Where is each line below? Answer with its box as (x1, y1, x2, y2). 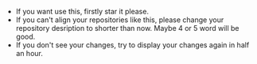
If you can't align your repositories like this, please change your (15, 15, 224, 24)
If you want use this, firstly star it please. (15, 7, 150, 16)
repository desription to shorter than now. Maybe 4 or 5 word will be (15, 24, 240, 32)
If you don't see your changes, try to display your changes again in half (15, 40, 250, 50)
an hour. (15, 49, 44, 58)
